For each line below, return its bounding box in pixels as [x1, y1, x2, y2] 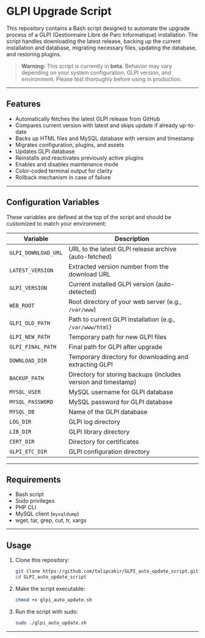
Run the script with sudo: [15, 607, 78, 615]
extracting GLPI [68, 360, 113, 368]
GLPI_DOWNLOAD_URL [9, 249, 63, 256]
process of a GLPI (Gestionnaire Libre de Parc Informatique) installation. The [6, 31, 198, 38]
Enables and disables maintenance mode [15, 160, 119, 168]
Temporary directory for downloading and [68, 352, 189, 361]
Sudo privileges [15, 497, 55, 505]
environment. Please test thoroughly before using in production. [21, 75, 182, 83]
